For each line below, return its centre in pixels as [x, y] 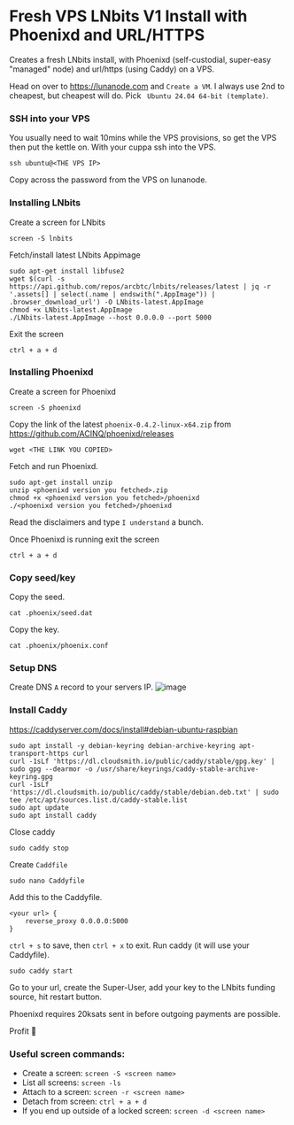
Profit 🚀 [23, 1031]
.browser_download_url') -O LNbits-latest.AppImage [106, 302]
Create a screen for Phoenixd [63, 391]
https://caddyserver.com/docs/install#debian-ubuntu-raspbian [124, 729]
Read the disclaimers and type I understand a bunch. [106, 522]
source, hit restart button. [56, 997]
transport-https [39, 753]
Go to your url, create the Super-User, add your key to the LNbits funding [143, 987]
